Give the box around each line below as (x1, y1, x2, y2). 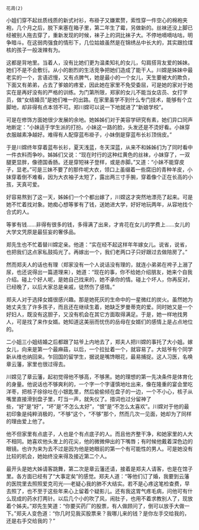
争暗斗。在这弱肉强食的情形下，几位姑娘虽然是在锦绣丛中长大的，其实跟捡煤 (6, 39, 193, 46)
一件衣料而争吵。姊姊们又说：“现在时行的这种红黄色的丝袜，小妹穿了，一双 (6, 151, 191, 158)
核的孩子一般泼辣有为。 (6, 46, 63, 53)
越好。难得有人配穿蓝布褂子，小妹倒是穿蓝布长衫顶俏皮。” (31, 131, 172, 138)
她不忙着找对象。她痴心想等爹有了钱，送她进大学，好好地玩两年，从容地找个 (6, 201, 193, 208)
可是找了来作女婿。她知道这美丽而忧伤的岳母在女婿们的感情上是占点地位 (16, 318, 193, 325)
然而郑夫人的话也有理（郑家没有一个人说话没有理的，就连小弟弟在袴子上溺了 (6, 261, 193, 268)
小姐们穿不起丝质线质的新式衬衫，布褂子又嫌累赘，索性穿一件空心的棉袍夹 (6, 17, 188, 24)
